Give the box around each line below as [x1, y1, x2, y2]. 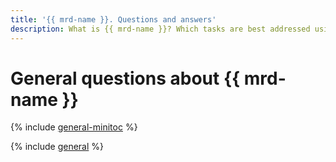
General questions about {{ [10, 67, 241, 90]
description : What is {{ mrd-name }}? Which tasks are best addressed [10, 24, 311, 34]
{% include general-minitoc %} [10, 121, 138, 133]
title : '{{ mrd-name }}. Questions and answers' [10, 14, 217, 25]
